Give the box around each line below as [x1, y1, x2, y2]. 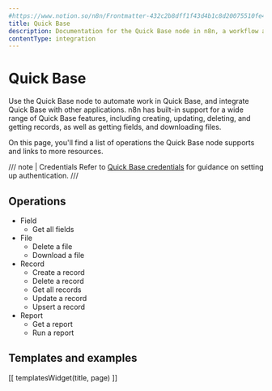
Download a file [32, 251, 85, 260]
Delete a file [32, 242, 73, 251]
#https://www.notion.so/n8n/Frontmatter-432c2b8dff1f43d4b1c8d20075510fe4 [8, 11, 266, 20]
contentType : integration [8, 34, 96, 43]
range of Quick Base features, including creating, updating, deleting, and [8, 114, 251, 123]
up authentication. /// [8, 171, 79, 181]
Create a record [32, 268, 85, 277]
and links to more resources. [8, 147, 104, 157]
